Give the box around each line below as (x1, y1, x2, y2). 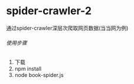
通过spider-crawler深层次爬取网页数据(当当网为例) (6, 24, 129, 31)
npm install (14, 65, 42, 72)
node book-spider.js (14, 72, 64, 79)
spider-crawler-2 (6, 4, 92, 18)
